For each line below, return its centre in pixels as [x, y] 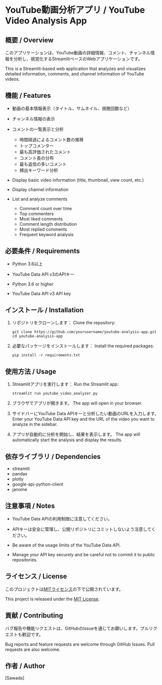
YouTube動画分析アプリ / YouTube [75, 10]
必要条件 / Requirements [42, 251]
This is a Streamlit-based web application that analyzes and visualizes [75, 69]
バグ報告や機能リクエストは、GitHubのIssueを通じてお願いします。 [73, 628]
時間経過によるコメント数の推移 [51, 140]
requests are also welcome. [33, 649]
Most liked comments [41, 219]
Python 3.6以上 [27, 264]
